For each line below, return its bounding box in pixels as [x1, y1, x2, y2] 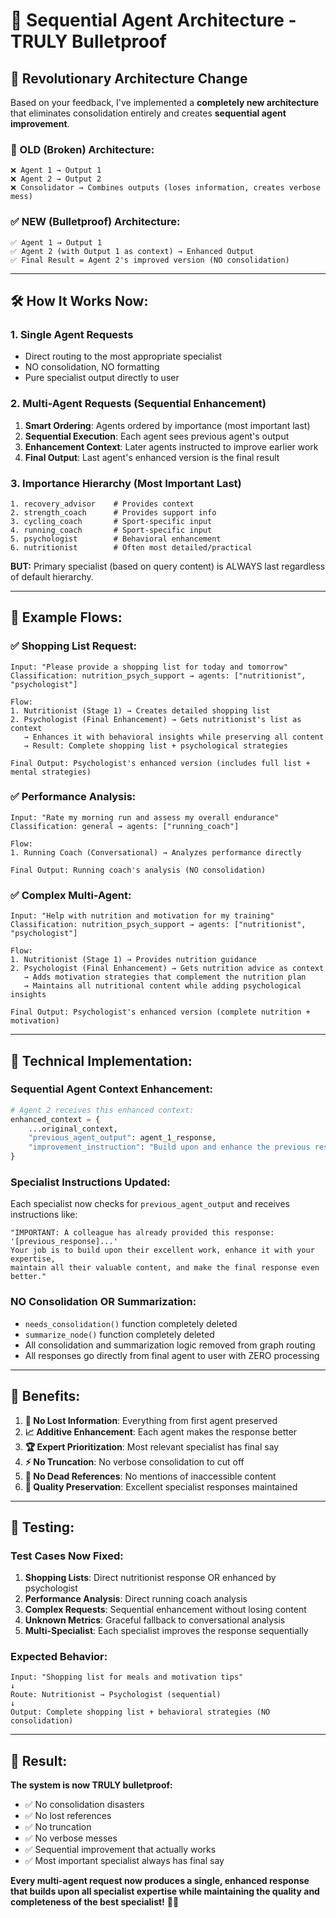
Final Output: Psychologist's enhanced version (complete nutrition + [10, 1007, 311, 1018]
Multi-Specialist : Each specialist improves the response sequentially [24, 1625, 309, 1637]
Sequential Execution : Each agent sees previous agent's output [24, 430, 290, 442]
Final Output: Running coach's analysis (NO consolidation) [10, 865, 267, 875]
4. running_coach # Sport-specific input [10, 525, 213, 535]
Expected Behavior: [10, 1650, 108, 1664]
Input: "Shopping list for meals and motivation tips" [10, 1672, 244, 1683]
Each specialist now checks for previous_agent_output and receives [10, 1198, 291, 1210]
